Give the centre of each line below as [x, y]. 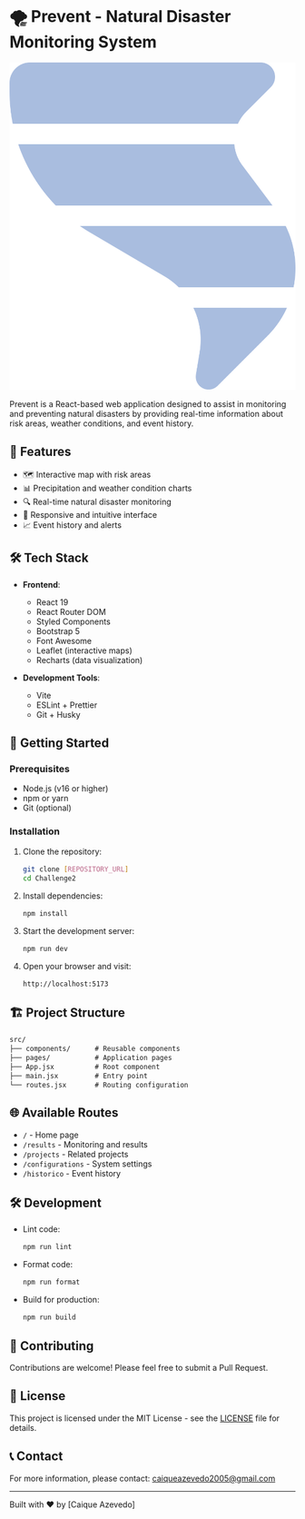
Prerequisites [39, 769]
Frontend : [41, 584]
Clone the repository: [62, 851]
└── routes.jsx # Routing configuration [99, 1085]
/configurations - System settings [87, 1164]
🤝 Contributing [52, 1346]
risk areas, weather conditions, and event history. [102, 423]
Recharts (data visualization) [89, 660]
